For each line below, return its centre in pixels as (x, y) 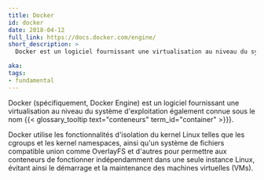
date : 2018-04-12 (37, 30)
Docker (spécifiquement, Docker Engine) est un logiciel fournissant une (124, 103)
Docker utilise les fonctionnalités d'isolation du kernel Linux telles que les (126, 135)
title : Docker (31, 15)
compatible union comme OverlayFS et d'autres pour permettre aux (117, 151)
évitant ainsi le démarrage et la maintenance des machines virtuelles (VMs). (131, 167)
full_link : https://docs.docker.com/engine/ (82, 37)
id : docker (26, 23)
